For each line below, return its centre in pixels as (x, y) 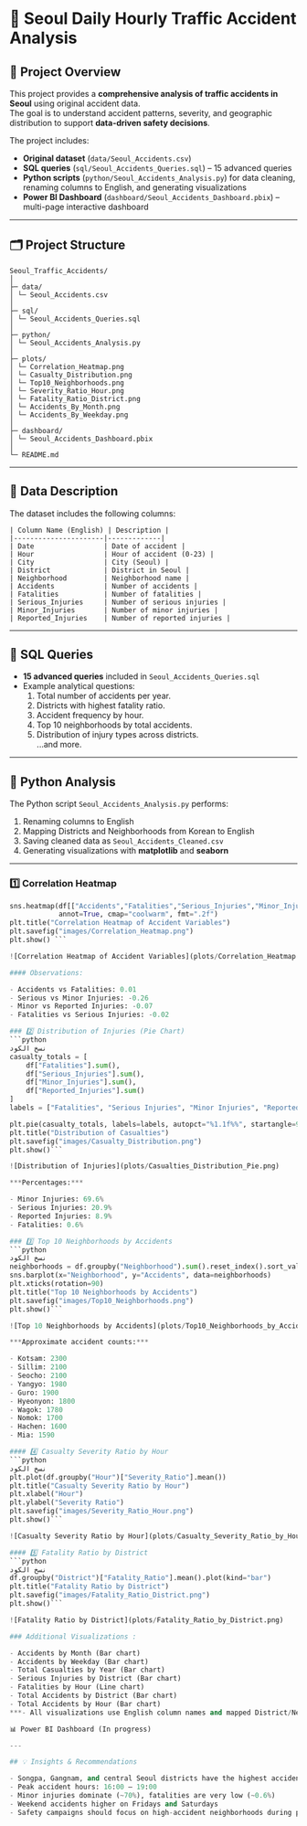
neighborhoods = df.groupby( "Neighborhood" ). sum (104, 1267)
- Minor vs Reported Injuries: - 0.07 (81, 1006)
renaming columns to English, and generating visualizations (134, 187)
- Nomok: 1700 (37, 1418)
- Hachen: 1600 (38, 1427)
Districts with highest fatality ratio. (101, 706)
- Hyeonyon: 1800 (42, 1401)
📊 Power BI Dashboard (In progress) (81, 1729)
